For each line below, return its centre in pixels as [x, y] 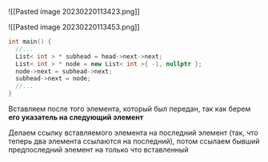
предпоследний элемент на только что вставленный [98, 150]
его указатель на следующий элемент [76, 117]
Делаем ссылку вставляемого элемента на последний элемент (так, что [133, 132]
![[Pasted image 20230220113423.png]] [74, 12]
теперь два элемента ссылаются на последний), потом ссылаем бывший [134, 141]
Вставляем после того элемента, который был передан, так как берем [130, 109]
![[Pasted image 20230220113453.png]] [74, 27]
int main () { [30, 41]
